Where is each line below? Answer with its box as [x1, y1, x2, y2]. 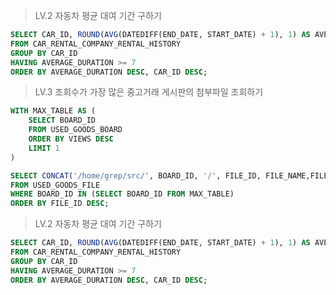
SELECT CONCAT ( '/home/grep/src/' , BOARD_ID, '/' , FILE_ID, [10, 170, 262, 181]
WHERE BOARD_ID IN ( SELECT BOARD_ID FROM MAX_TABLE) [10, 189, 235, 199]
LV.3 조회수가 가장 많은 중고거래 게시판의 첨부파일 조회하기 [34, 86, 264, 98]
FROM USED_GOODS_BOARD [28, 125, 123, 135]
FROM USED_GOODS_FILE [10, 180, 101, 190]
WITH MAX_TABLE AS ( [10, 106, 97, 116]
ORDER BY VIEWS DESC [28, 134, 114, 144]
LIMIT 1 [28, 143, 60, 153]
